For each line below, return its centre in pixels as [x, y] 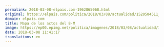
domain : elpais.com [25, 19]
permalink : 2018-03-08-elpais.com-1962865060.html [58, 10]
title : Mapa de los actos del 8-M [40, 23]
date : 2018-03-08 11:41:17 [32, 32]
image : [12, 28]
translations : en [23, 37]
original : [15, 14]
